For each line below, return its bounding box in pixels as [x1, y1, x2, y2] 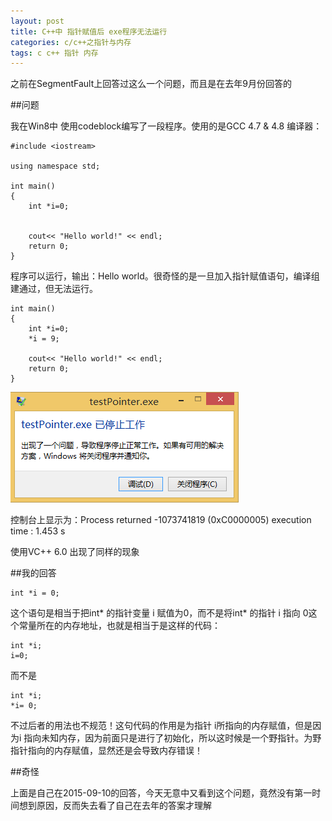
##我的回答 [10, 567, 57, 579]
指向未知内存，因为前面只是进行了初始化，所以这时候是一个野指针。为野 [23, 732, 322, 744]
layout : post [10, 16, 65, 26]
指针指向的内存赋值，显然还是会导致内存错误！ [10, 745, 203, 757]
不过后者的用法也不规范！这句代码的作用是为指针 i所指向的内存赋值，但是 [10, 720, 313, 732]
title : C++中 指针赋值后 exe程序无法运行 [10, 26, 168, 37]
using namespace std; [10, 161, 101, 172]
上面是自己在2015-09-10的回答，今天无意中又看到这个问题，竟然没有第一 [10, 787, 313, 799]
